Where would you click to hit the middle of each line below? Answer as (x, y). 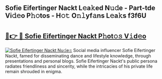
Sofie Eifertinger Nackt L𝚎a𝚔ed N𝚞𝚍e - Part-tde (80, 8)
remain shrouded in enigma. (34, 71)
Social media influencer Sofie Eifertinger (114, 50)
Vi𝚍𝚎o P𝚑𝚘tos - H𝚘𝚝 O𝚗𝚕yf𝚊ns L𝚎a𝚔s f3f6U (76, 16)
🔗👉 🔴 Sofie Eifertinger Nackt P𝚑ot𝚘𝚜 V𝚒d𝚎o (76, 36)
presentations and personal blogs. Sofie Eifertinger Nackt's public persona (81, 61)
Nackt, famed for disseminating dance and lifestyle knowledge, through (78, 56)
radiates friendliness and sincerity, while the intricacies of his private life (79, 66)
